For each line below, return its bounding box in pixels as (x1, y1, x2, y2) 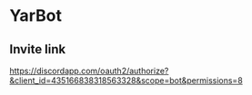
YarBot (9, 5, 62, 26)
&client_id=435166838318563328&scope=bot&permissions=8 (9, 75, 243, 86)
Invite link (9, 42, 66, 57)
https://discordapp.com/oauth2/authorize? (9, 65, 169, 76)
